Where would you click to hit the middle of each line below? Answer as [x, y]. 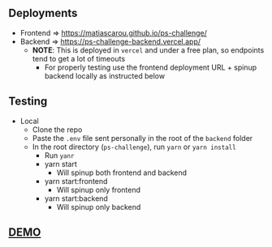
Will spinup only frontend [98, 190]
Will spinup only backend [99, 207]
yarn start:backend [76, 198]
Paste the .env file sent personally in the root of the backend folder [142, 138]
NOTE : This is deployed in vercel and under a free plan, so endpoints [148, 50]
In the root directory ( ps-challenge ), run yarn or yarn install [134, 147]
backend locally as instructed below [104, 75]
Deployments [43, 13]
